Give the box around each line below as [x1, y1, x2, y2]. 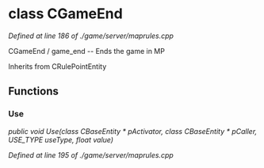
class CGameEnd [8, 5, 123, 23]
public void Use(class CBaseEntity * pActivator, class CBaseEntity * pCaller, [8, 126, 258, 136]
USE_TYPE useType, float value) [8, 135, 113, 144]
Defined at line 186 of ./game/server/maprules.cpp [8, 31, 174, 40]
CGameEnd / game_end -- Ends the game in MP [8, 46, 165, 55]
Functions [8, 85, 59, 98]
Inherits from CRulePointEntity [8, 61, 107, 71]
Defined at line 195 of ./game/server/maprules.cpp [8, 150, 174, 159]
